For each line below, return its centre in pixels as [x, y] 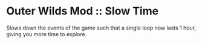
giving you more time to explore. [47, 34]
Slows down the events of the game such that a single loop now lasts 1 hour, [101, 28]
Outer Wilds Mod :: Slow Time [83, 11]
